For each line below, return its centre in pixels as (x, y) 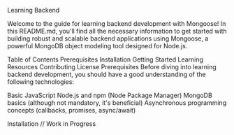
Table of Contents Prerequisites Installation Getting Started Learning (105, 59)
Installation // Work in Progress (52, 124)
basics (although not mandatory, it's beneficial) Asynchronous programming (117, 103)
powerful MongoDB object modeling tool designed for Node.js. (97, 46)
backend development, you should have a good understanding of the (107, 74)
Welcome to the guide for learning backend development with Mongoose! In (117, 23)
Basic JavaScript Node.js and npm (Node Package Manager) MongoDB (110, 95)
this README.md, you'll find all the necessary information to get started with (117, 31)
